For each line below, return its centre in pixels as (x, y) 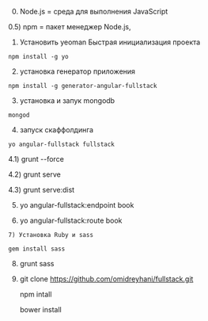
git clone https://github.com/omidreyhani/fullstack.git (106, 279)
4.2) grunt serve (34, 174)
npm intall (36, 294)
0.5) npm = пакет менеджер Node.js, (70, 27)
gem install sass (37, 249)
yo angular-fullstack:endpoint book (77, 205)
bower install (40, 310)
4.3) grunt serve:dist (42, 190)
